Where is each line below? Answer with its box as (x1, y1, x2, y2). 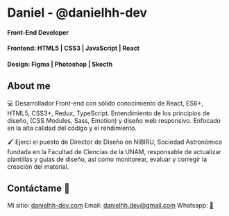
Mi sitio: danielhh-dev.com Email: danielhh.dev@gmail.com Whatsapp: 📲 (7, 201, 214, 209)
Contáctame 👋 (7, 183, 71, 194)
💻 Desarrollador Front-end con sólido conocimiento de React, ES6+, (7, 99, 203, 107)
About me (7, 80, 51, 92)
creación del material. (7, 162, 69, 171)
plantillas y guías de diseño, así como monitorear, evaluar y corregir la (7, 155, 207, 163)
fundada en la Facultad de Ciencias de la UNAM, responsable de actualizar (7, 147, 222, 156)
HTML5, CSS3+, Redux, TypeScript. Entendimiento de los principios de (7, 109, 210, 117)
